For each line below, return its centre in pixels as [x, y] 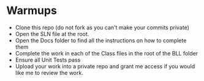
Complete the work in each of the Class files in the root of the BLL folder [106, 53]
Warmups [32, 11]
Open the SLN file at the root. [52, 33]
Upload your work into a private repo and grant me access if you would [105, 66]
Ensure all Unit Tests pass [48, 60]
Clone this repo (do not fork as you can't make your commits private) [102, 27]
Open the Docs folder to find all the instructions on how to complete [101, 40]
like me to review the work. [49, 72]
